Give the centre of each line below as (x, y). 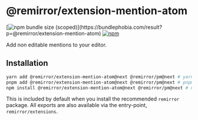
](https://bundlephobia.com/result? (120, 27)
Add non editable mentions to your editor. (57, 45)
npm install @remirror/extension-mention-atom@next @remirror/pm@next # (97, 88)
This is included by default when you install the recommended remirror (93, 99)
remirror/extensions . (32, 111)
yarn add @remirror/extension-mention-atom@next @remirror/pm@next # (93, 77)
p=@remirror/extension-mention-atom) (54, 33)
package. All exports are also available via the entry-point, (77, 105)
